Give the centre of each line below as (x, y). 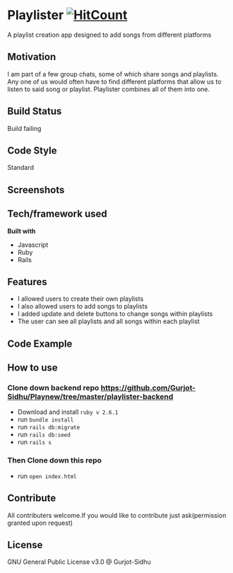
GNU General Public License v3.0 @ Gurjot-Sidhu (79, 562)
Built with (22, 231)
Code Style (32, 150)
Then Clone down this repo (55, 461)
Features (27, 282)
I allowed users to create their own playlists (80, 299)
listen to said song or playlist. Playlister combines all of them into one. (109, 89)
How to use (32, 368)
